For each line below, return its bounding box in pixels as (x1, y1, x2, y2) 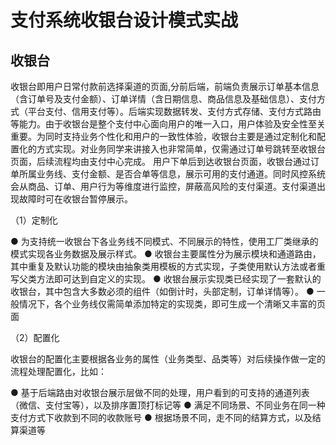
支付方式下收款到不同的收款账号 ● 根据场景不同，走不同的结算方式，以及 (10, 412, 313, 423)
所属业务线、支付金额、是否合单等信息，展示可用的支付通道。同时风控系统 (18, 168, 326, 180)
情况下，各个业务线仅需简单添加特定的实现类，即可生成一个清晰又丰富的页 (18, 298, 326, 310)
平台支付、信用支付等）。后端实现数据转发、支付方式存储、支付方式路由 (27, 106, 322, 117)
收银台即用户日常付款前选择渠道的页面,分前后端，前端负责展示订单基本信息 (10, 81, 320, 92)
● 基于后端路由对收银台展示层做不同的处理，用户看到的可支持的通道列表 (10, 387, 310, 398)
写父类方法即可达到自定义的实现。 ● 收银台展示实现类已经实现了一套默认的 (10, 273, 322, 285)
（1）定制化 (10, 214, 58, 226)
